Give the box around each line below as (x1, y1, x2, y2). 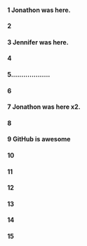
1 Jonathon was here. (7, 6, 72, 14)
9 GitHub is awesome (7, 135, 71, 143)
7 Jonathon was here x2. (7, 102, 81, 111)
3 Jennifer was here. (7, 37, 69, 46)
